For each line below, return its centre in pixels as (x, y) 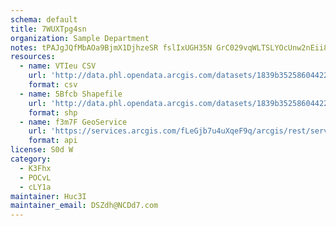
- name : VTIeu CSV (58, 66)
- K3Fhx (35, 168)
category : (31, 159)
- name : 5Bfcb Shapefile (71, 94)
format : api (53, 141)
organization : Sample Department (80, 38)
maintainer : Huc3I (48, 196)
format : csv (53, 85)
